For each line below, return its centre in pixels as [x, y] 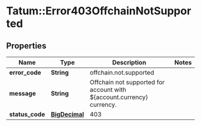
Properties [26, 46]
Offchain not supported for [127, 82]
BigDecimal [67, 114]
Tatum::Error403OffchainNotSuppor [99, 11]
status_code [27, 114]
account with [108, 90]
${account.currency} [119, 97]
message [22, 93]
